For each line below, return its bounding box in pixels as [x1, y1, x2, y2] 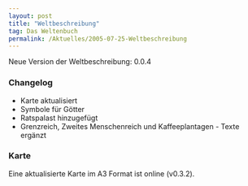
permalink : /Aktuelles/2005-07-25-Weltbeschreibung [8, 34, 187, 43]
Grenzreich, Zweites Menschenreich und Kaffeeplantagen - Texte [20, 121, 240, 131]
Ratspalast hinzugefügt [20, 113, 98, 123]
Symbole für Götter [20, 104, 85, 114]
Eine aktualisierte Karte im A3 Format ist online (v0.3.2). [8, 168, 195, 179]
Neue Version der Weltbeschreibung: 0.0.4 [8, 57, 152, 67]
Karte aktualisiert [20, 95, 78, 106]
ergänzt [20, 130, 47, 140]
